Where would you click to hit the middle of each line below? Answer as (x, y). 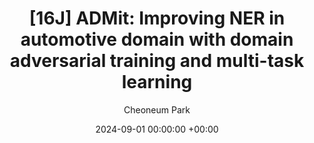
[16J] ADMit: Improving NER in (157, 18)
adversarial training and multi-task (157, 61)
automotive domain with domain (157, 39)
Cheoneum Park (157, 109)
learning (157, 82)
